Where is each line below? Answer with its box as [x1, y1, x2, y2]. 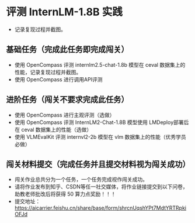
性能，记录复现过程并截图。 [14, 68, 82, 76]
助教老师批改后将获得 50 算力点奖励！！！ [14, 191, 116, 198]
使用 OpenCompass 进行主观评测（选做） [14, 111, 115, 118]
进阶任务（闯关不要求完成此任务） [6, 95, 129, 105]
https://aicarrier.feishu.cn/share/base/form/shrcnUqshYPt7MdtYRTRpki [14, 204, 187, 211]
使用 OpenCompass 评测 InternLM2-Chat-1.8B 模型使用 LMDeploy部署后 [14, 118, 189, 126]
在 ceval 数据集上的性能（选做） [14, 126, 92, 133]
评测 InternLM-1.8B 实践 [6, 5, 123, 19]
